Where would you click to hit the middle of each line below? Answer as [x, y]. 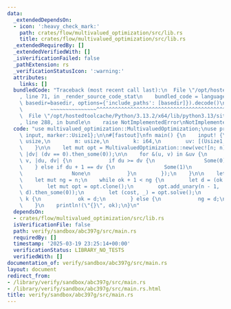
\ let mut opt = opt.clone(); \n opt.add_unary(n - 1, [120, 187]
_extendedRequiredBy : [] [49, 45]
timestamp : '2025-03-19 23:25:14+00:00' [72, 244]
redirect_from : [29, 276]
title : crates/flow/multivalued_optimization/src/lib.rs [103, 39]
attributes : [31, 77]
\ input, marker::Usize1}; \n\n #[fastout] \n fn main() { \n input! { [121, 135]
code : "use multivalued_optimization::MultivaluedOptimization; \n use [115, 129]
